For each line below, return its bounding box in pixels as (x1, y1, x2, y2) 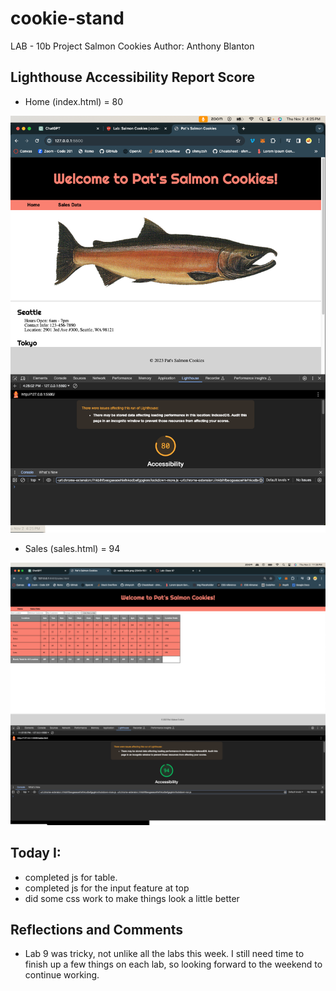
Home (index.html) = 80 (24, 95, 124, 107)
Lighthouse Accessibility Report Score (10, 69, 255, 86)
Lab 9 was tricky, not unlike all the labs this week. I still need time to (24, 948, 305, 960)
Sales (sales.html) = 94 (24, 543, 121, 555)
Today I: (10, 845, 62, 862)
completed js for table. (24, 871, 118, 883)
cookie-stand (10, 7, 125, 30)
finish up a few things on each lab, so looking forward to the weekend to (24, 958, 323, 971)
